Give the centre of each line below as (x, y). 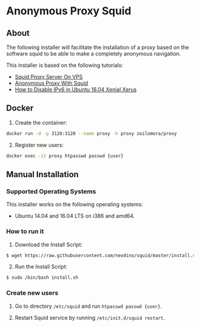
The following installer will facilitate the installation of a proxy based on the (98, 47)
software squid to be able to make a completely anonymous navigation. (94, 54)
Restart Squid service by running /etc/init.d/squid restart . (90, 317)
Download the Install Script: (49, 244)
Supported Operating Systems (51, 191)
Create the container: (41, 122)
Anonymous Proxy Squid (69, 11)
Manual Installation (43, 174)
